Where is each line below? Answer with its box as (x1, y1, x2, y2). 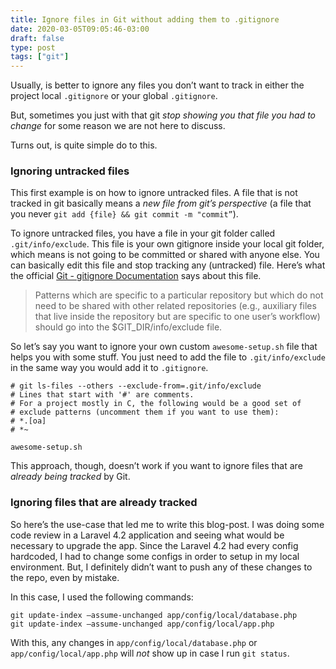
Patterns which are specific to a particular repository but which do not (34, 289, 324, 301)
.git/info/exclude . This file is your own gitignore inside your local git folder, (10, 238, 325, 250)
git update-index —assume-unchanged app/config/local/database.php (10, 610, 298, 620)
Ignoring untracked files (10, 164, 130, 178)
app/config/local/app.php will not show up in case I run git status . (10, 647, 290, 659)
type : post (10, 42, 56, 53)
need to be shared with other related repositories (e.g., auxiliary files (34, 300, 317, 312)
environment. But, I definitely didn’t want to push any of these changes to (10, 561, 313, 573)
